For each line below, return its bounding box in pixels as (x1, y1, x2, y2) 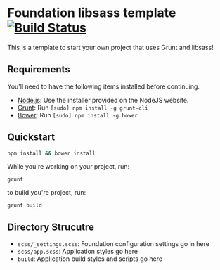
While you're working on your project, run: (7, 162, 130, 171)
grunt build (7, 202, 42, 209)
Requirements (7, 63, 70, 75)
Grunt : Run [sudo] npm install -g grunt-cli (17, 103, 149, 112)
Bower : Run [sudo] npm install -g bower (17, 110, 138, 119)
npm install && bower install (7, 150, 96, 157)
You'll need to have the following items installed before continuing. (7, 82, 200, 91)
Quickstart (7, 131, 56, 143)
